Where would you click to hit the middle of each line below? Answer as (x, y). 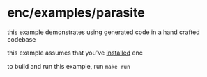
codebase (22, 39)
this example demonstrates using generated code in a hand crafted (103, 32)
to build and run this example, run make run (69, 66)
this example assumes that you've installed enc (75, 53)
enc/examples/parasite (76, 13)
